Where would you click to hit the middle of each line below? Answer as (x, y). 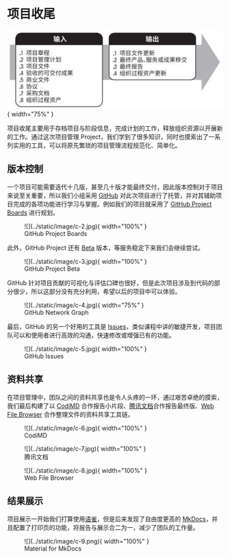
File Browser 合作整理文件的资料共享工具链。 (71, 414)
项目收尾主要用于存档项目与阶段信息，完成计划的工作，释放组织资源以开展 (112, 128)
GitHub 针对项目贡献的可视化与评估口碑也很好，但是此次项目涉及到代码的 (111, 282)
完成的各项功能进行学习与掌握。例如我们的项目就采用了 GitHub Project (112, 204)
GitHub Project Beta (52, 269)
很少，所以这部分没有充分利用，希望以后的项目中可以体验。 (97, 291)
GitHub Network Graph (56, 312)
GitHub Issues (44, 356)
